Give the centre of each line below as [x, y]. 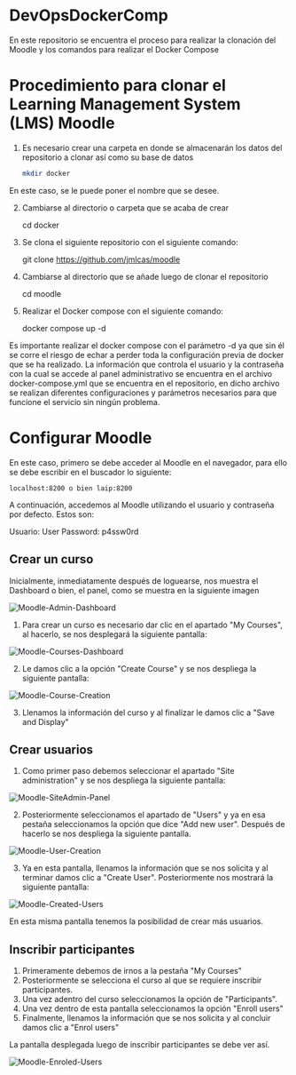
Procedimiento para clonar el [117, 86]
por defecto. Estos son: [52, 514]
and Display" [45, 721]
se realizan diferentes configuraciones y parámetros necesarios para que [143, 393]
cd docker [41, 225]
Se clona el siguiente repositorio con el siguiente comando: [130, 242]
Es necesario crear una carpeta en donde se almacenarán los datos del [152, 147]
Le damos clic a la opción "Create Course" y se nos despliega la [139, 668]
